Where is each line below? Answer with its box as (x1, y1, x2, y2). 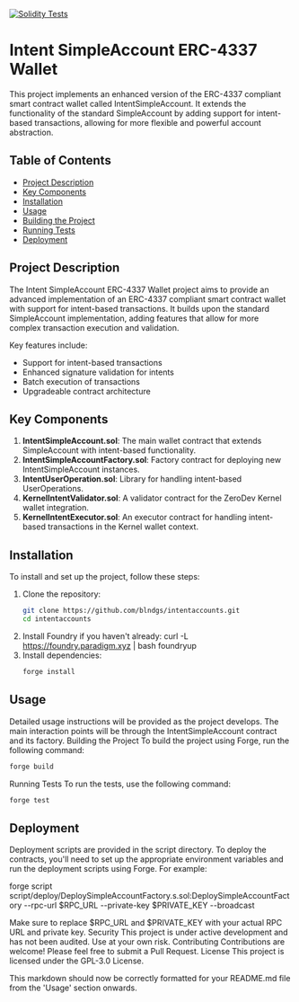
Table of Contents (9, 153, 112, 168)
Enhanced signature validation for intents (22, 367, 175, 377)
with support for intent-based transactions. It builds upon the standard (9, 303, 270, 314)
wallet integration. (22, 502, 90, 513)
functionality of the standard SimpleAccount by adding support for (9, 108, 255, 119)
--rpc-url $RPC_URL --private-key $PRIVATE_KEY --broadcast (23, 900, 255, 911)
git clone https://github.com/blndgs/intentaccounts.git (22, 607, 241, 616)
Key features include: (9, 340, 88, 350)
